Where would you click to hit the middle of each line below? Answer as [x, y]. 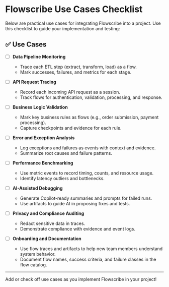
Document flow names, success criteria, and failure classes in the [88, 260]
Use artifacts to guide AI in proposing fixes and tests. [75, 204]
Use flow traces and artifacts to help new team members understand [91, 249]
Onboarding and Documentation [47, 239]
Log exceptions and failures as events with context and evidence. [88, 148]
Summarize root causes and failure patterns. [66, 153]
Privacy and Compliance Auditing [48, 213]
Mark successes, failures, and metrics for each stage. [76, 72]
